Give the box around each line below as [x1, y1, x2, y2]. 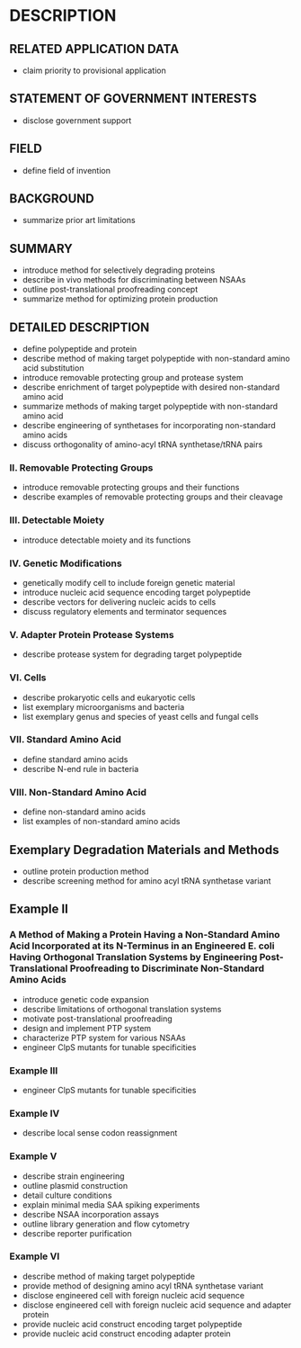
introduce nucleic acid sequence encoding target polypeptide [22, 587, 252, 598]
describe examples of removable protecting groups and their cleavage [22, 491, 283, 502]
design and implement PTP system [22, 1022, 152, 1033]
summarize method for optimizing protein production [22, 293, 218, 304]
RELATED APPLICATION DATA [9, 41, 180, 57]
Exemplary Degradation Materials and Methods [9, 842, 279, 858]
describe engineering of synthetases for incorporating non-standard [22, 420, 276, 431]
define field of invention [22, 165, 111, 175]
